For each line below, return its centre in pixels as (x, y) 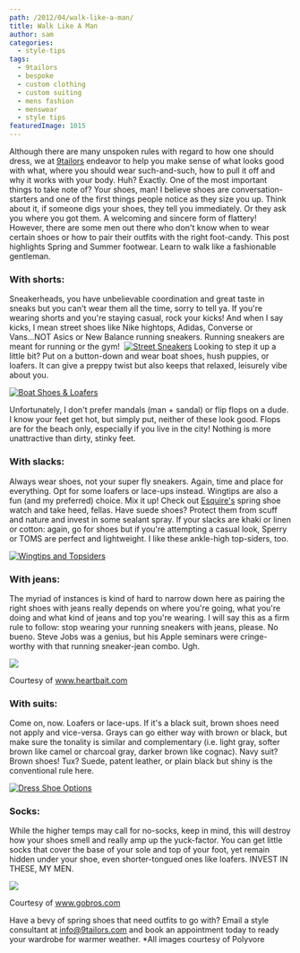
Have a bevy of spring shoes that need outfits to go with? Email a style (139, 921)
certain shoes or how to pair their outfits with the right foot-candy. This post (149, 237)
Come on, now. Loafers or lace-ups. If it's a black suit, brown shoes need (144, 723)
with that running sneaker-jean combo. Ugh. (118, 645)
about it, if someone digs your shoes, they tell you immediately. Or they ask (148, 208)
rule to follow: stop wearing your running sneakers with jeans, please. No (144, 627)
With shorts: (37, 279)
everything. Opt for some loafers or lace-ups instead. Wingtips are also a (144, 490)
